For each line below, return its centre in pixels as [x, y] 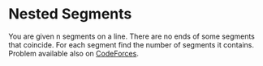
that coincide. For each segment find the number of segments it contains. [131, 44]
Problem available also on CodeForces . [74, 53]
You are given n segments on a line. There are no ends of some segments [132, 36]
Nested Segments [70, 14]
